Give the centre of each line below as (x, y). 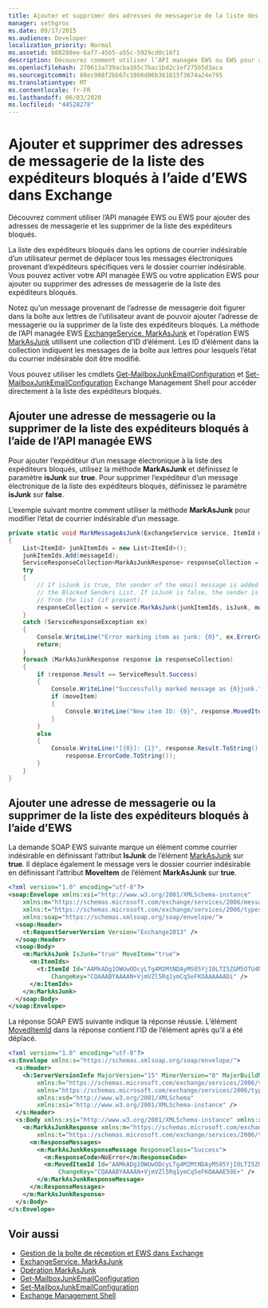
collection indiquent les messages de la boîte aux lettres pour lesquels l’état (132, 350)
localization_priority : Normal (60, 46)
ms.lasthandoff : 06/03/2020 (55, 97)
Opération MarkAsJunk (58, 1270)
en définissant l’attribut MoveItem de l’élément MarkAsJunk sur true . (122, 873)
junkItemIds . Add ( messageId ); (71, 555)
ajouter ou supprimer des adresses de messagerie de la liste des (114, 284)
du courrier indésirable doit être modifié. (75, 359)
